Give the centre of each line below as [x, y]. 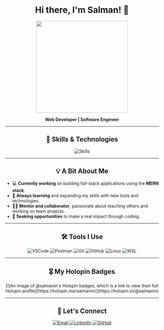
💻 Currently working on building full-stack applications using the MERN [85, 183]
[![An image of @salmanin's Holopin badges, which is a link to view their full [82, 286]
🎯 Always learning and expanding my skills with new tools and [75, 196]
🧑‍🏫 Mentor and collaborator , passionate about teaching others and [80, 206]
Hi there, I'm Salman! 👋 [82, 10]
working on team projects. [38, 211]
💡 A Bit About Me [82, 171]
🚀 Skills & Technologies [82, 140]
